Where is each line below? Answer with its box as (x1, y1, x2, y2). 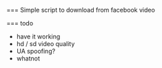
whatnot (16, 54, 41, 63)
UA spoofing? (16, 47, 56, 55)
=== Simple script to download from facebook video (6, 6, 156, 14)
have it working (16, 32, 61, 41)
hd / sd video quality (16, 40, 75, 47)
